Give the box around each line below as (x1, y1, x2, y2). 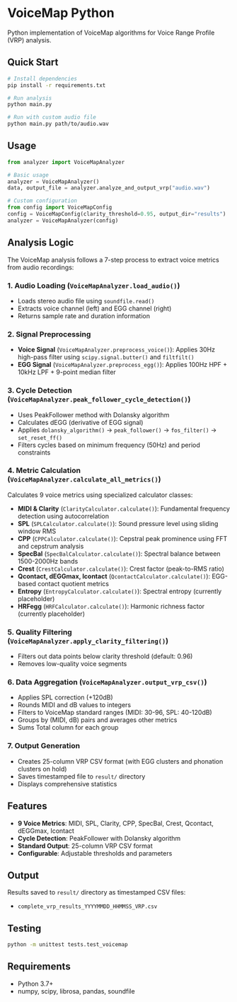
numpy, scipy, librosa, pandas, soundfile (17, 986, 136, 995)
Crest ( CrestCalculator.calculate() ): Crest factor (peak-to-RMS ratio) (17, 564, 225, 573)
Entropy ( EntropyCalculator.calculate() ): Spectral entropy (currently (17, 587, 222, 595)
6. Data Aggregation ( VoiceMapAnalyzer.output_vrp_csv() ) (7, 677, 207, 687)
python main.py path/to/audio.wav (7, 120, 110, 128)
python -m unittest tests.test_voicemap (7, 941, 129, 948)
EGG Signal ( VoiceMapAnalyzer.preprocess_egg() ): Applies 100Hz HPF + (17, 361, 228, 369)
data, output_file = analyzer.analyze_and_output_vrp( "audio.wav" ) (7, 185, 211, 192)
